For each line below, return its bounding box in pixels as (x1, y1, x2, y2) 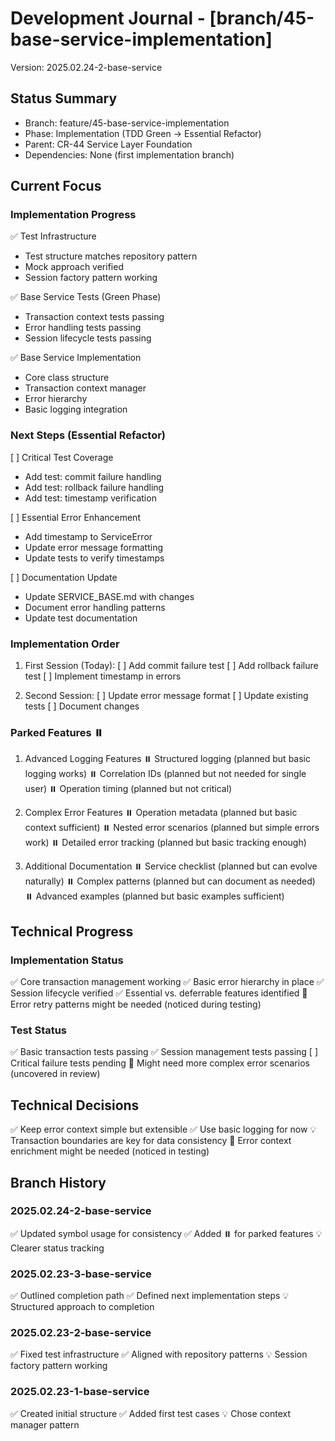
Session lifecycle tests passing (24, 332, 152, 344)
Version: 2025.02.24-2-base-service (10, 61, 163, 73)
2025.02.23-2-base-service (10, 1326, 152, 1340)
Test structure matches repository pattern (24, 250, 198, 262)
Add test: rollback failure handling (24, 481, 165, 493)
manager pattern (10, 1418, 80, 1431)
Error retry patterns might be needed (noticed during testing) (10, 998, 262, 1011)
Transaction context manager (24, 382, 147, 394)
